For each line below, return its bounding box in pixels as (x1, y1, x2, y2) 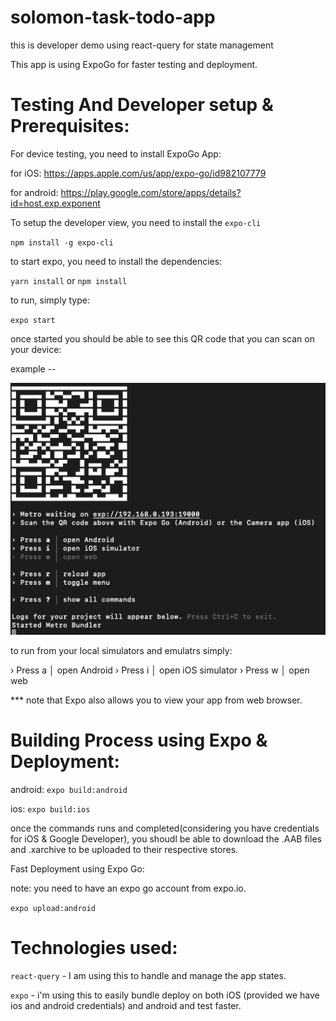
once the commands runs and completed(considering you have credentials (10, 822, 320, 835)
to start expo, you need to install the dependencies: (10, 255, 223, 267)
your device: (10, 343, 62, 355)
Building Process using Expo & (10, 729, 268, 752)
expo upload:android (10, 904, 97, 914)
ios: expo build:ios (10, 803, 91, 815)
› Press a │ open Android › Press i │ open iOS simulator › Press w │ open (10, 664, 310, 676)
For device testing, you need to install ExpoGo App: (10, 147, 222, 160)
